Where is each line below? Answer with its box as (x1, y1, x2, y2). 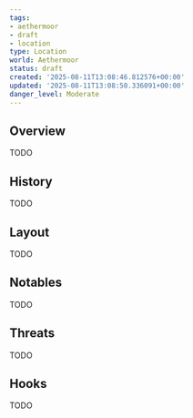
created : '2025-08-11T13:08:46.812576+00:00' (9, 73, 185, 82)
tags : (9, 13, 30, 23)
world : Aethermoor (9, 56, 79, 65)
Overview (9, 123, 66, 138)
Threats (9, 325, 56, 342)
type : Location (9, 47, 67, 56)
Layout (9, 224, 50, 240)
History (9, 174, 53, 189)
